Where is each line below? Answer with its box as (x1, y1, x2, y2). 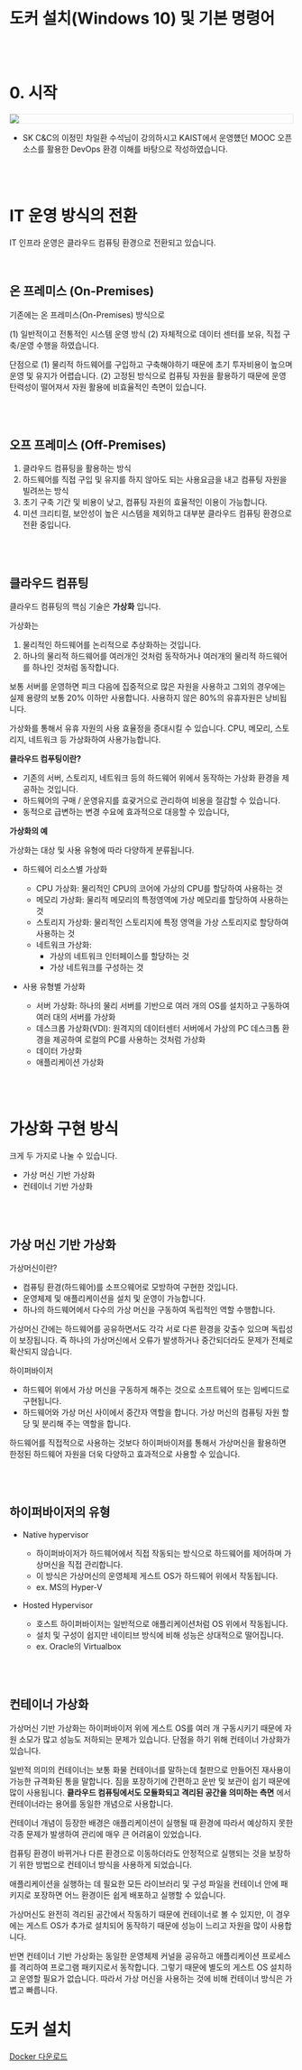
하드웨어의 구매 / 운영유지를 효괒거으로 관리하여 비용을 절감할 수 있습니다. (22, 795, 281, 806)
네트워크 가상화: (35, 939, 92, 950)
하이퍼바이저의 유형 (9, 1504, 111, 1520)
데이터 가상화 (35, 1046, 83, 1057)
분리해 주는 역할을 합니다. (41, 1419, 131, 1428)
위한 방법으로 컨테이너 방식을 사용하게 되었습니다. (18, 1859, 192, 1870)
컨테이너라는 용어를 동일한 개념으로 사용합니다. (9, 1797, 174, 1809)
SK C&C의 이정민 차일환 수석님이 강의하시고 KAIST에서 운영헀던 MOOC (22, 132, 276, 143)
